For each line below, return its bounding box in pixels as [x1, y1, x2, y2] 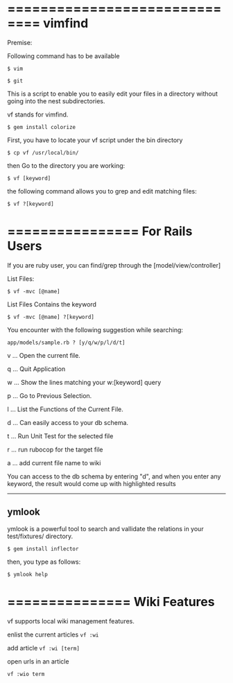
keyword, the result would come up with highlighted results [7, 479, 176, 487]
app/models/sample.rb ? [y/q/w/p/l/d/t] [7, 339, 126, 346]
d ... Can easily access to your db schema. [7, 418, 129, 426]
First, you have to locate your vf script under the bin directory [7, 136, 183, 144]
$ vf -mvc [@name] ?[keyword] [7, 313, 95, 320]
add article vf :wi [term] [7, 643, 80, 652]
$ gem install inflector [7, 545, 79, 552]
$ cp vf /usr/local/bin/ [7, 149, 79, 156]
